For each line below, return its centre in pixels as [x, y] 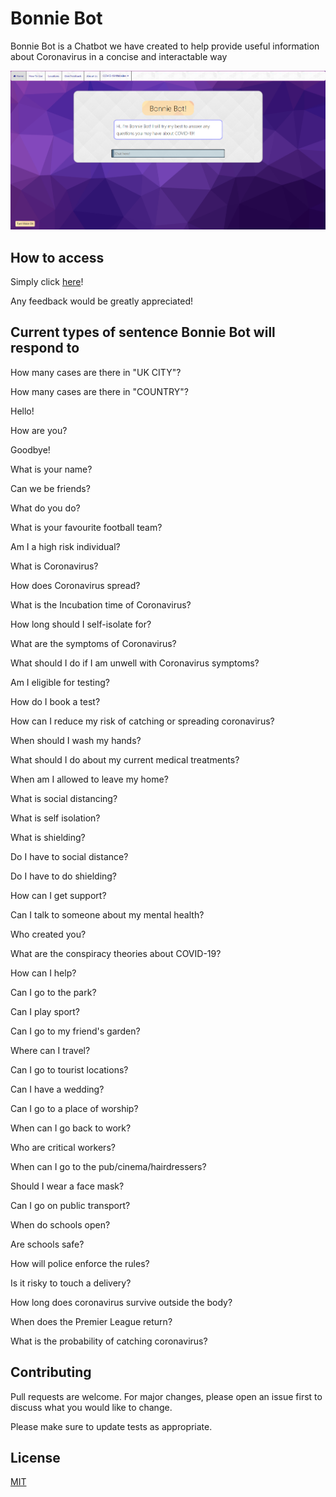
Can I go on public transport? [70, 1205]
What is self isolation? [55, 818]
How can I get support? [58, 895]
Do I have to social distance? [69, 856]
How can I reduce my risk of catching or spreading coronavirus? [142, 721]
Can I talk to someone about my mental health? [107, 914]
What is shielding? [48, 837]
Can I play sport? [45, 1011]
